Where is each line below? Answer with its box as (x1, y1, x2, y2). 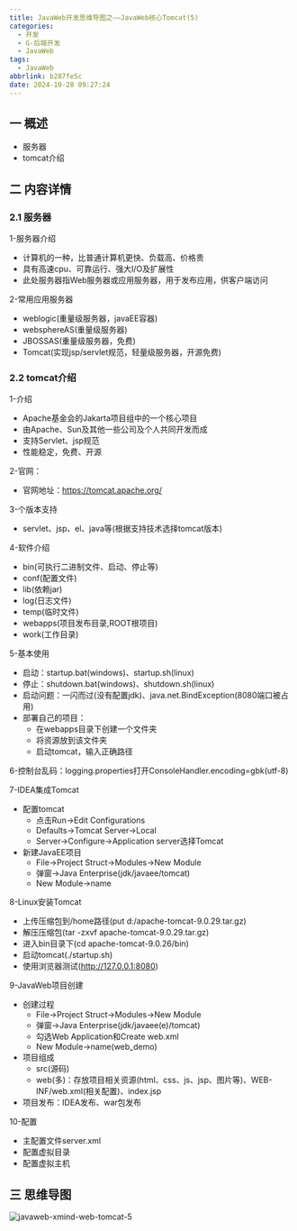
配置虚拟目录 (22, 1146, 70, 1158)
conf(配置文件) (22, 573, 77, 584)
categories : (9, 22, 54, 31)
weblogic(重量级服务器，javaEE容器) (22, 313, 158, 324)
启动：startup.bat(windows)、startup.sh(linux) (22, 668, 195, 679)
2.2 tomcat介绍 (9, 371, 76, 384)
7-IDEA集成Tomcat (9, 785, 79, 796)
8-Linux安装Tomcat (9, 897, 82, 907)
